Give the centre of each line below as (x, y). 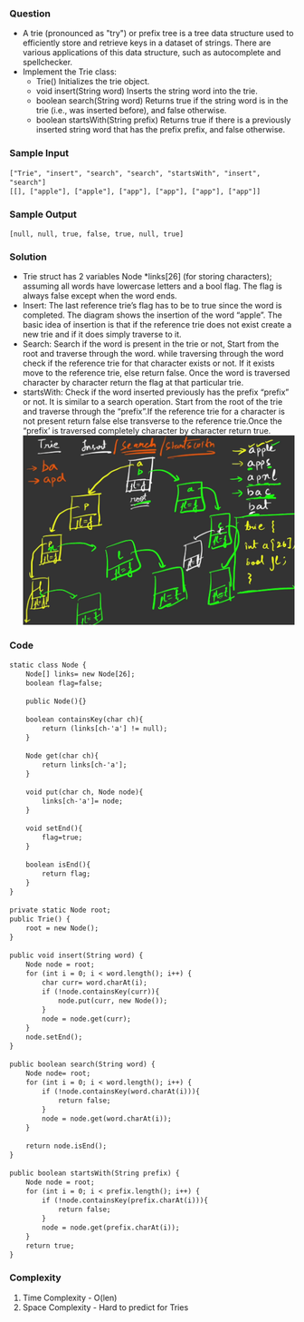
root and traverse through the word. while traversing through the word (153, 354)
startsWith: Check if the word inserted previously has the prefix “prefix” (156, 392)
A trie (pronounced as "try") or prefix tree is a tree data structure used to (158, 34)
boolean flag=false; (64, 683)
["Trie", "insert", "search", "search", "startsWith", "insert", (135, 173)
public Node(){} (57, 701)
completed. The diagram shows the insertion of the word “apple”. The (152, 315)
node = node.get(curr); (86, 1019)
